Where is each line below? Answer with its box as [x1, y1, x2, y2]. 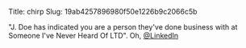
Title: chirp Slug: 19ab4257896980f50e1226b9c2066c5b [8, 7, 198, 16]
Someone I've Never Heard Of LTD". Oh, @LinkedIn [8, 31, 179, 40]
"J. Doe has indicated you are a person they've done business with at [8, 22, 238, 31]
